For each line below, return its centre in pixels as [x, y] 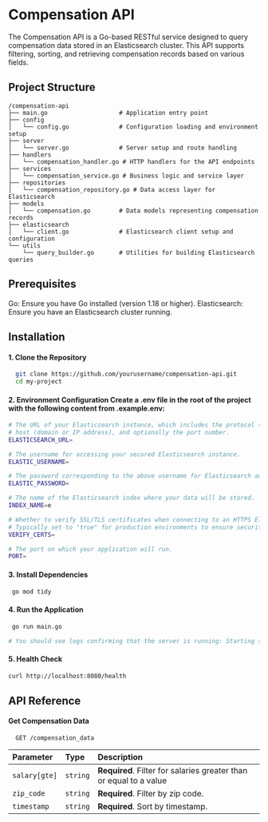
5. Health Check [35, 659]
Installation [37, 337]
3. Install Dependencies [48, 574]
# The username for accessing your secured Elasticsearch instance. [124, 454]
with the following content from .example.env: [87, 408]
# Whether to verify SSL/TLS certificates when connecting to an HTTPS [130, 520]
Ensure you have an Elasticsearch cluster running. [91, 312]
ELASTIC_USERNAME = [39, 462]
